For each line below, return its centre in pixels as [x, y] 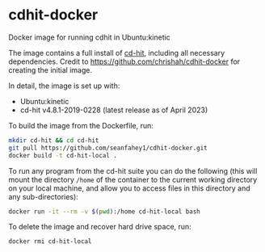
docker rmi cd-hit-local [50, 241]
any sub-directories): [43, 196]
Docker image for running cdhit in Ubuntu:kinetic [90, 37]
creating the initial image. [50, 69]
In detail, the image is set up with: [64, 86]
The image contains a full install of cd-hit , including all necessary [117, 52]
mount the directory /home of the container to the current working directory [133, 179]
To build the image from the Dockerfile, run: [81, 125]
